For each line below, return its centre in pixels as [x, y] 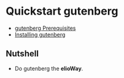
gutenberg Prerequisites [45, 28]
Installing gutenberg [40, 34]
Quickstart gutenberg [62, 11]
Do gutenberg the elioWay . [49, 68]
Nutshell [22, 54]
